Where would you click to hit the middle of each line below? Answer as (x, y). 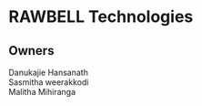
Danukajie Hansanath (48, 72)
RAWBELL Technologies (101, 17)
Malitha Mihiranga (42, 92)
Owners (31, 51)
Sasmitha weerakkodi (49, 82)
